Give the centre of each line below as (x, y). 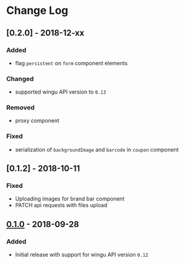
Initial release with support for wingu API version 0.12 (82, 255)
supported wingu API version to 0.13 (60, 92)
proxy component (37, 121)
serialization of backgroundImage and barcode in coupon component (97, 149)
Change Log (37, 11)
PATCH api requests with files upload (61, 205)
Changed (20, 79)
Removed (21, 108)
